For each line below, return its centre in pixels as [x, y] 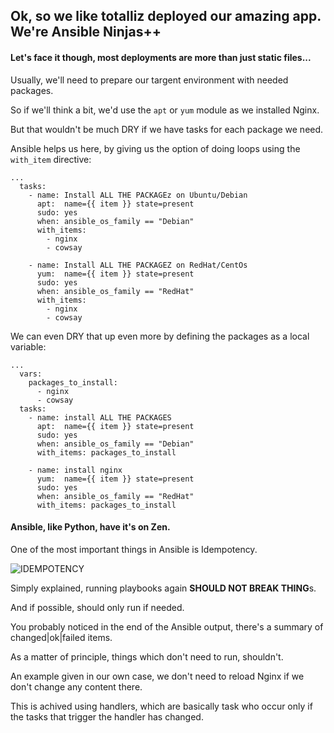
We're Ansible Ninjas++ [86, 32]
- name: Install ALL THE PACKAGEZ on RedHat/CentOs [138, 265]
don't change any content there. [76, 686]
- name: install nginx [75, 470]
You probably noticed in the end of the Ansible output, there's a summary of [167, 626]
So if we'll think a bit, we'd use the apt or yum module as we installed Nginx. [165, 110]
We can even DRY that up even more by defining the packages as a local [160, 336]
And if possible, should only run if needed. [97, 607]
